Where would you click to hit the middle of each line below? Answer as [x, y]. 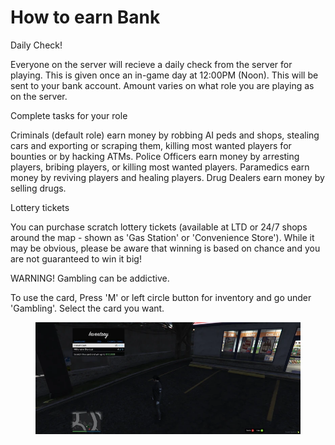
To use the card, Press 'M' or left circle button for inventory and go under [161, 297]
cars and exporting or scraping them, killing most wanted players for [151, 145]
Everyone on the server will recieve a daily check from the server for [151, 64]
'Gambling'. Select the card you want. [87, 308]
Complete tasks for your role [69, 115]
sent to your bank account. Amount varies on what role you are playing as [162, 85]
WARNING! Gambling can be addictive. [90, 278]
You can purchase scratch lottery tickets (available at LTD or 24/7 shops [159, 227]
